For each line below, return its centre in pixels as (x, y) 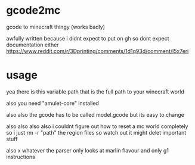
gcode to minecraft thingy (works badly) (56, 27)
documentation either (32, 45)
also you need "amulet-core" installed (53, 103)
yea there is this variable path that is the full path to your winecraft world (95, 91)
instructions (21, 157)
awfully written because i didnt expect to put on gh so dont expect (88, 38)
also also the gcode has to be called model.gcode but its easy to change (95, 114)
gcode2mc (33, 10)
